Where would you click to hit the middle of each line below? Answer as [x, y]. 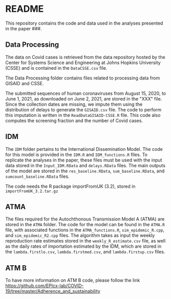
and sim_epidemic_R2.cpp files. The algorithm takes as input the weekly [80, 235]
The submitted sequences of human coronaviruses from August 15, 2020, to [86, 93]
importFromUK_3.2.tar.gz [32, 191]
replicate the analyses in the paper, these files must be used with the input [84, 160]
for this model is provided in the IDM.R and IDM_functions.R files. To [76, 154]
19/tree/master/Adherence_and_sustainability [53, 291]
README [25, 9]
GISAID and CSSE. [25, 83]
